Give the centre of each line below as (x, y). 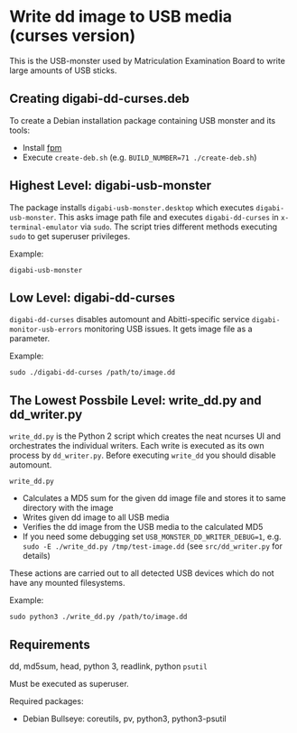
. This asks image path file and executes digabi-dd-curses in (166, 217)
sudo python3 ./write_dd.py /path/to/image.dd (98, 617)
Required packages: (46, 701)
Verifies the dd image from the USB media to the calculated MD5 (143, 527)
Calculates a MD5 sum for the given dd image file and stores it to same (154, 498)
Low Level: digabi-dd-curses (93, 297)
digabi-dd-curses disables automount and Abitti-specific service (130, 320)
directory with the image (68, 508)
